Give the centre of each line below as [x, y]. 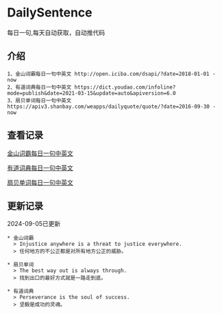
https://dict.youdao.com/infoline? [125, 87]
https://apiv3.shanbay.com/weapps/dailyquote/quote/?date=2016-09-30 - [111, 106]
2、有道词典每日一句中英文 [39, 87]
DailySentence [50, 13]
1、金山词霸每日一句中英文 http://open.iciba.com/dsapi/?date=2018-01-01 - [111, 74]
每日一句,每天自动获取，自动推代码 [56, 32]
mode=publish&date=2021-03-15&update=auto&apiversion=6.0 [91, 93]
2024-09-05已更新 [34, 224]
